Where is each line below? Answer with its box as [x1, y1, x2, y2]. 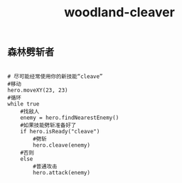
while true [7, 100, 40, 107]
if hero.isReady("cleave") [20, 128, 100, 135]
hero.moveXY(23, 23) [7, 87, 69, 94]
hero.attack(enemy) [33, 169, 91, 176]
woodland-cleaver [63, 4, 176, 21]
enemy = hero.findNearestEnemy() [20, 114, 119, 121]
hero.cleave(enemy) [33, 141, 91, 149]
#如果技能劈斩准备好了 [20, 121, 77, 128]
